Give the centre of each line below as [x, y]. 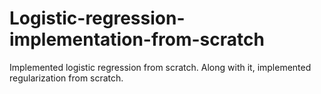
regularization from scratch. [66, 78]
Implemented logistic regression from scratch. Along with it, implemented [160, 67]
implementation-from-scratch [137, 39]
